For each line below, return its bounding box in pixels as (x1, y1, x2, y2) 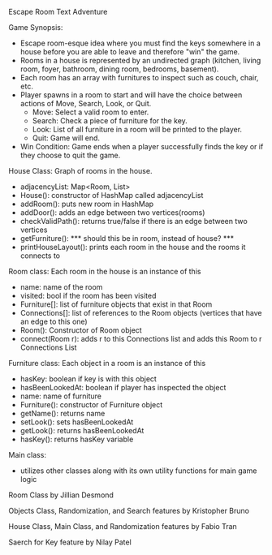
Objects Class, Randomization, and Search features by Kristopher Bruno (8, 506, 250, 515)
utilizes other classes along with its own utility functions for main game (19, 466, 257, 475)
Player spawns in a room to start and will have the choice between (19, 90, 243, 100)
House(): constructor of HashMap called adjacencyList (19, 191, 204, 200)
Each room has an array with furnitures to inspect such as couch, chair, (19, 73, 259, 82)
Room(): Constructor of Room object (19, 325, 142, 335)
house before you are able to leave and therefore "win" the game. (19, 47, 240, 56)
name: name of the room (19, 282, 103, 291)
